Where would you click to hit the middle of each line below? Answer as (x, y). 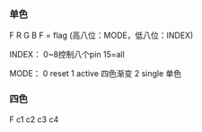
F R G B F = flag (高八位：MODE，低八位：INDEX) (101, 35)
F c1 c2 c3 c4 (34, 119)
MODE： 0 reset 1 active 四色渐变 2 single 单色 (96, 74)
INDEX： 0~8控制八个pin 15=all (67, 55)
